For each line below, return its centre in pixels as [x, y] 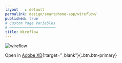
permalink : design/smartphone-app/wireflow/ [51, 14]
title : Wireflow [21, 32]
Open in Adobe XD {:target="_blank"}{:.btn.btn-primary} [61, 55]
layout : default [25, 9]
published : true [21, 18]
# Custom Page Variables [30, 23]
